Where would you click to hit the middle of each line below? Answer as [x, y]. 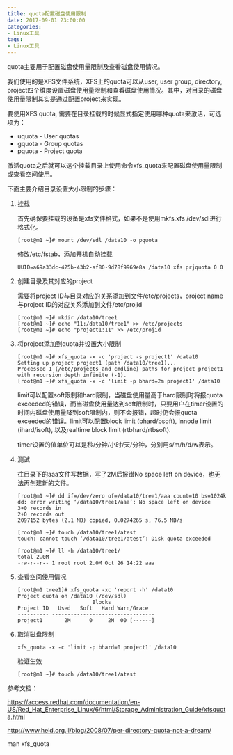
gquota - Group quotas [50, 144]
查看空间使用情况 [42, 577]
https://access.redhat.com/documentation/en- [74, 702]
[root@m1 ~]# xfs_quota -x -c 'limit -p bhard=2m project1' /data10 [119, 381]
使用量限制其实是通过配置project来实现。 [66, 99]
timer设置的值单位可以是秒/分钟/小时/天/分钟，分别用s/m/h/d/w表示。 [117, 445]
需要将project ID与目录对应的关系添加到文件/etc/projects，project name [120, 296]
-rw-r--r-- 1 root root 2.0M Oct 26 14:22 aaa [86, 563]
